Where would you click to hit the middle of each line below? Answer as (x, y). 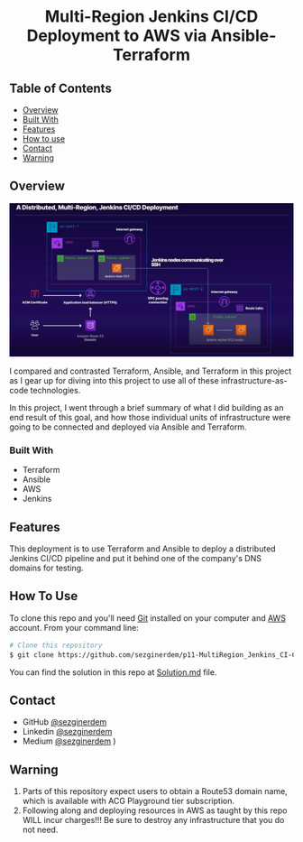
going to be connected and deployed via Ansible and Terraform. (128, 427)
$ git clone (32, 655)
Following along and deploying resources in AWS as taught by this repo (155, 810)
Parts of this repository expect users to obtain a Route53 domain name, (155, 791)
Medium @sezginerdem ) (69, 741)
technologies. (55, 390)
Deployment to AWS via (117, 36)
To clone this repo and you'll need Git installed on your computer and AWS (148, 618)
